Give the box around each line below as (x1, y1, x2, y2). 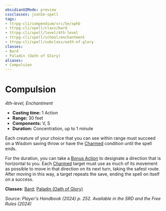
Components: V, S (12, 120, 50, 126)
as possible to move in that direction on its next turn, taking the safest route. (5, 166, 160, 172)
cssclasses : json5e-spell (5, 12, 58, 17)
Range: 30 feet (12, 115, 43, 121)
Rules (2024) (5, 201, 32, 207)
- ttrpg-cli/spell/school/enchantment (5, 35, 85, 40)
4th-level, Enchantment (5, 100, 53, 106)
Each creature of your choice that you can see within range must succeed (5, 135, 156, 141)
